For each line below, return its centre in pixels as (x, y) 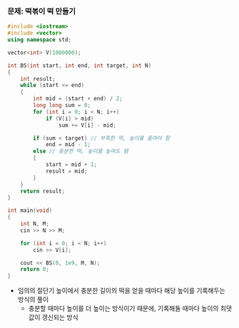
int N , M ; (35, 224)
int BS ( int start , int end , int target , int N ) (80, 66)
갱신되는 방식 (60, 317)
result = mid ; (66, 171)
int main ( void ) (30, 211)
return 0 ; (35, 270)
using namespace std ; (40, 40)
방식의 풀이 (33, 299)
